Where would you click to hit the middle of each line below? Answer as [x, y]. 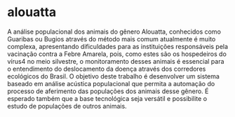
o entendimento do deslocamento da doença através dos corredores [107, 69]
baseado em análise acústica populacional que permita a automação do [111, 83]
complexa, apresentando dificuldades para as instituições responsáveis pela [118, 46]
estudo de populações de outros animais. [67, 106]
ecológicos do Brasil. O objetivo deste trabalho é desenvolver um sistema [113, 76]
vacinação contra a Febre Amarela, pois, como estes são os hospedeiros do [117, 54]
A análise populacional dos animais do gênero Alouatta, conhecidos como [114, 32]
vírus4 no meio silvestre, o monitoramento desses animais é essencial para [116, 61]
